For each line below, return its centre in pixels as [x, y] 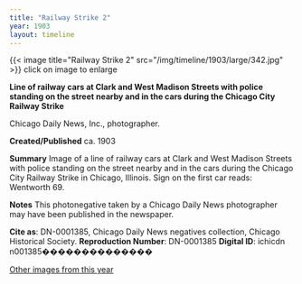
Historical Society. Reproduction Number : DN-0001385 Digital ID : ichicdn [147, 242]
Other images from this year [61, 270]
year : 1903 [30, 26]
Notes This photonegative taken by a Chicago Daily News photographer [143, 205]
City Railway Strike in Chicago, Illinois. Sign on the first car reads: [131, 178]
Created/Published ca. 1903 [62, 142]
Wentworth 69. [37, 188]
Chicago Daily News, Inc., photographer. [85, 124]
